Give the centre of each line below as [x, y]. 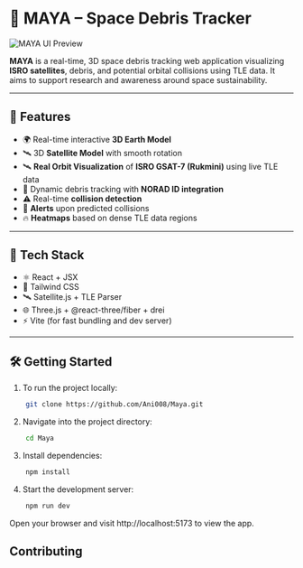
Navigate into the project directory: [87, 422]
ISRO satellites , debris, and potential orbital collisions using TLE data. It [142, 70]
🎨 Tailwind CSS [50, 286]
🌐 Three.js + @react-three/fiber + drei [93, 310]
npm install [48, 472]
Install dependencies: [62, 456]
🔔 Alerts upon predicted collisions [86, 208]
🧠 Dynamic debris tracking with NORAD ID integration [123, 189]
